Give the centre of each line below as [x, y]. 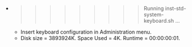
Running [154, 8]
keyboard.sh [159, 21]
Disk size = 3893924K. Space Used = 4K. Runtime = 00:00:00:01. [100, 38]
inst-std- [176, 8]
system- [153, 15]
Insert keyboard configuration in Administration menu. [86, 32]
